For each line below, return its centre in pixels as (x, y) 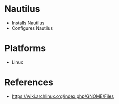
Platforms (25, 49)
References (29, 82)
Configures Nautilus (32, 28)
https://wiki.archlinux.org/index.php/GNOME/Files (63, 96)
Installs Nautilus (28, 23)
